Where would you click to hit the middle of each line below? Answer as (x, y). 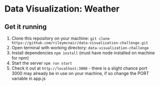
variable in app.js (29, 79)
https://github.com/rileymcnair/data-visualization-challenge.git (80, 43)
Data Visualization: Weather (62, 9)
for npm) (20, 58)
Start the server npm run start (42, 63)
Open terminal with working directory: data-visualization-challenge (80, 48)
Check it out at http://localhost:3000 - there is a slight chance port (79, 68)
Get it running (26, 27)
